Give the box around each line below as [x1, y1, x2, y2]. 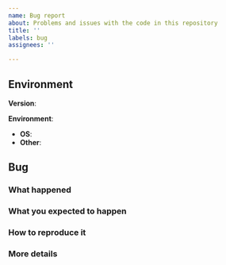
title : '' [8, 26, 41, 34]
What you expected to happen [8, 205, 127, 217]
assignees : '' [8, 41, 56, 49]
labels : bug [8, 33, 48, 42]
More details [8, 248, 58, 259]
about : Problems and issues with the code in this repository [8, 19, 218, 27]
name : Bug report [8, 11, 66, 20]
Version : [8, 98, 37, 108]
